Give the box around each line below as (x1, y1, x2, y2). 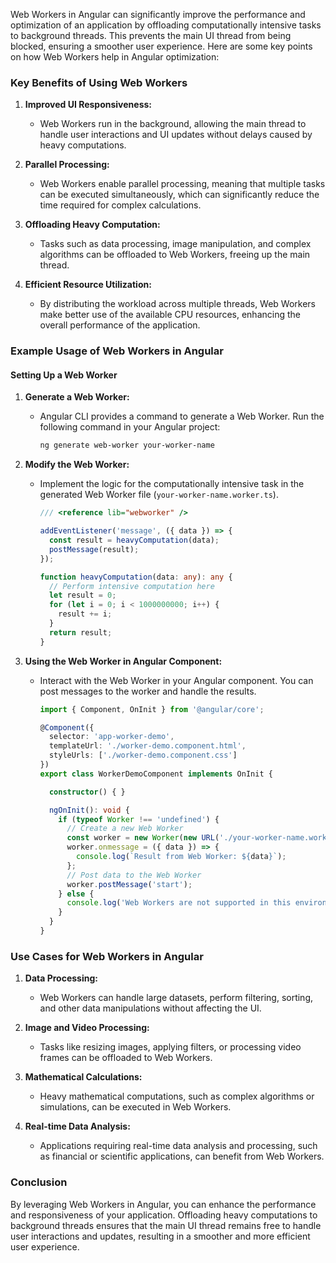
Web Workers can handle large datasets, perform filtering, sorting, (39, 992, 314, 1004)
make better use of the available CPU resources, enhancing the (39, 309, 301, 321)
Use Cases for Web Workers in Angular (10, 949, 204, 963)
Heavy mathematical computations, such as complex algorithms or (39, 1090, 315, 1103)
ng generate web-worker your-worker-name (39, 440, 215, 451)
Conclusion (10, 1175, 68, 1189)
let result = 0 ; (48, 590, 117, 601)
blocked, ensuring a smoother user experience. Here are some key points (10, 40, 313, 52)
